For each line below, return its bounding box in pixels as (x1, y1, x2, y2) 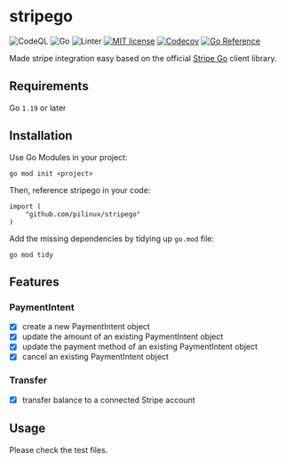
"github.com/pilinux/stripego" (25, 209, 141, 219)
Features (9, 274, 60, 289)
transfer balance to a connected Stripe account (21, 394, 195, 405)
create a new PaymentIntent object (21, 321, 151, 332)
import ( (9, 202, 42, 211)
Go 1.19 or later (9, 102, 67, 113)
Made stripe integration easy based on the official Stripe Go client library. (9, 53, 277, 63)
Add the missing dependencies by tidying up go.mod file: (9, 233, 215, 244)
